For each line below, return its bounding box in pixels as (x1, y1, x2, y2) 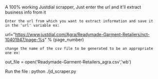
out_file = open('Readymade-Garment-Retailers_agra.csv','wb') (5, 59, 132, 65)
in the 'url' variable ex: (5, 23, 60, 28)
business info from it (5, 9, 46, 15)
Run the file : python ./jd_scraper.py (5, 68, 76, 74)
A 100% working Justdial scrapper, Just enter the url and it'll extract (5, 4, 141, 10)
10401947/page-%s (5, 37, 45, 42)
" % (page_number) (44, 37, 84, 42)
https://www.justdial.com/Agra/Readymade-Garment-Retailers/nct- (15, 32, 150, 37)
